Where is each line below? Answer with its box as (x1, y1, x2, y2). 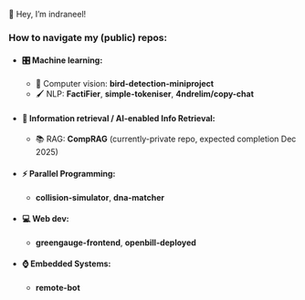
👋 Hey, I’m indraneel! (8, 9, 87, 19)
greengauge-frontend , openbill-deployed (35, 237, 197, 248)
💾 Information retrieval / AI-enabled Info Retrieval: (21, 112, 216, 123)
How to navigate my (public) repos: (8, 31, 168, 44)
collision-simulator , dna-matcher (35, 191, 165, 202)
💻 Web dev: (21, 213, 69, 224)
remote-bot (35, 282, 81, 293)
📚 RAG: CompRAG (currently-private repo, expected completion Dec (35, 133, 297, 145)
